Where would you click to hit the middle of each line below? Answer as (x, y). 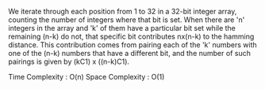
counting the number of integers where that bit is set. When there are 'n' (127, 20)
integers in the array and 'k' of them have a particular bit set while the (122, 28)
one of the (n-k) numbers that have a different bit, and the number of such (130, 53)
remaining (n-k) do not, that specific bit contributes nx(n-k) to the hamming (131, 36)
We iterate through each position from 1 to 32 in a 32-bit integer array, (123, 11)
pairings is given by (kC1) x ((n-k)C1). (69, 61)
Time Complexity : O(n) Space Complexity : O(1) (86, 77)
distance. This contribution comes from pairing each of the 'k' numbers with (132, 45)
